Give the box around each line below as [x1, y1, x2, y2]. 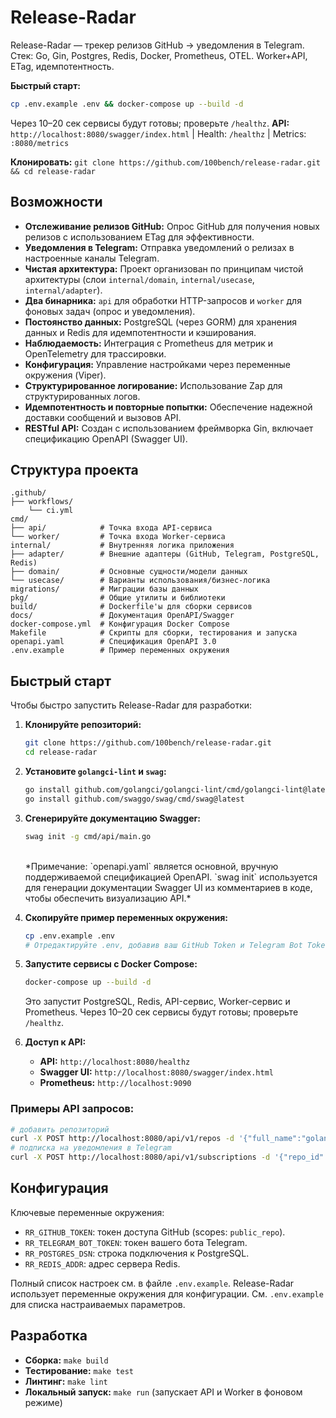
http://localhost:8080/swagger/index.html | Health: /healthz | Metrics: [10, 127, 307, 140]
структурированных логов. [24, 390, 141, 402]
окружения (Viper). [24, 369, 107, 381]
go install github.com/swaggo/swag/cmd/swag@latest [24, 794, 245, 804]
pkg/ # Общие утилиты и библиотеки [10, 593, 226, 603]
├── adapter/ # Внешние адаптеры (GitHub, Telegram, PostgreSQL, [10, 549, 320, 560]
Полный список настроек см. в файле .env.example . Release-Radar [10, 1277, 295, 1289]
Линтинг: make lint [24, 1375, 108, 1387]
